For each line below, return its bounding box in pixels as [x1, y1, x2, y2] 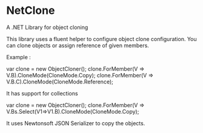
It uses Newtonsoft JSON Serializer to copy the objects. [6, 119, 145, 127]
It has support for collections [6, 89, 78, 97]
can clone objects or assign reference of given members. [6, 42, 150, 49]
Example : [6, 53, 32, 60]
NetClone [6, 4, 55, 18]
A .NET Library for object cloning [6, 24, 88, 31]
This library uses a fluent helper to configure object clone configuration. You [6, 35, 197, 42]
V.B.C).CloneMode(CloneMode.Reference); [6, 78, 113, 85]
